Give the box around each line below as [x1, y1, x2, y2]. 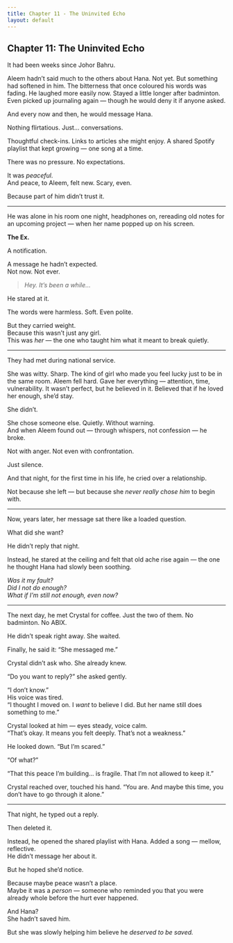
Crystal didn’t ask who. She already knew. [7, 659, 127, 667]
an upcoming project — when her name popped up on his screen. [7, 220, 196, 228]
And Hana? [7, 908, 39, 916]
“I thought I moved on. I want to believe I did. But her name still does [7, 701, 202, 709]
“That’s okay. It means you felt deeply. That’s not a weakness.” [7, 729, 186, 738]
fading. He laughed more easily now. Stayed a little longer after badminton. [7, 89, 221, 97]
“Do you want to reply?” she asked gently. [7, 672, 127, 681]
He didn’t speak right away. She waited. [7, 632, 121, 640]
